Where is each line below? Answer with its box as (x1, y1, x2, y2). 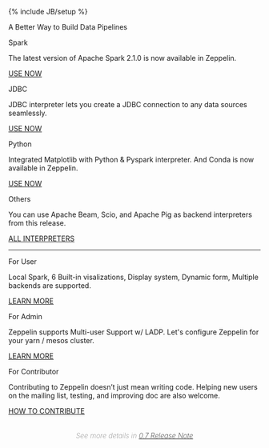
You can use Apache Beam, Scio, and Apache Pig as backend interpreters (8, 210, 252, 219)
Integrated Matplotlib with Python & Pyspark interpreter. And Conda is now (8, 155, 255, 164)
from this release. (8, 218, 66, 227)
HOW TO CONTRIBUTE (8, 406, 86, 415)
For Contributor (8, 367, 59, 376)
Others (8, 194, 31, 203)
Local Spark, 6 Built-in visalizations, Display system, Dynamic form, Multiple (8, 272, 259, 282)
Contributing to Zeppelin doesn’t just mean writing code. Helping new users (8, 382, 258, 391)
